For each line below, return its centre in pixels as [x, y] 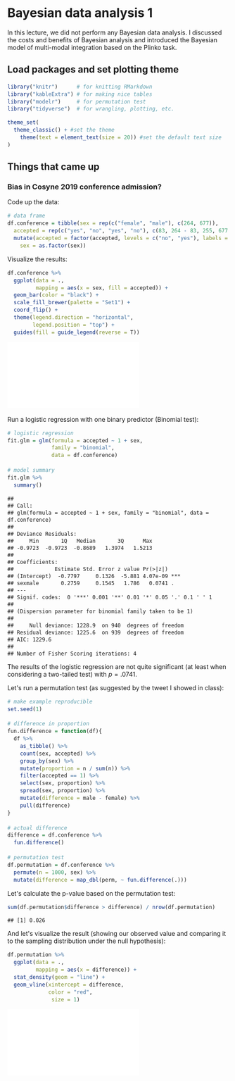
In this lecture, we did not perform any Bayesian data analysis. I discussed [115, 32]
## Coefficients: [33, 562]
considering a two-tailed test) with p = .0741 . [72, 674]
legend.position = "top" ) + [74, 325]
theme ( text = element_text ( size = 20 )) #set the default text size [121, 137]
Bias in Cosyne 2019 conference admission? [84, 187]
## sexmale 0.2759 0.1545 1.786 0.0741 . [91, 583]
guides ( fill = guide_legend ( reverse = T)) [77, 332]
